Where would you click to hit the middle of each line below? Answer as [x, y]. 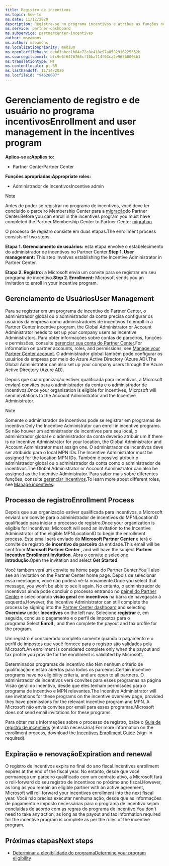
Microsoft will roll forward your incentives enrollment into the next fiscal [79, 793]
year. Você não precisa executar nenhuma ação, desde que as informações [83, 798]
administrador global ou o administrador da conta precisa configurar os [79, 316]
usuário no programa [50, 111]
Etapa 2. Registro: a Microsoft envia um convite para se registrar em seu [81, 272]
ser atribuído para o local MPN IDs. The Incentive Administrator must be [79, 452]
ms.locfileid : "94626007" [32, 75]
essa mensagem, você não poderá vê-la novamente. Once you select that [81, 581]
